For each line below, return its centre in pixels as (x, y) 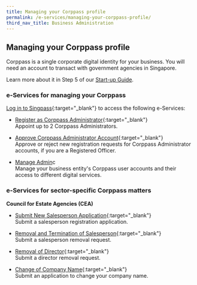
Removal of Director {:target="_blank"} (62, 251)
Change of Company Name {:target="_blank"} (71, 269)
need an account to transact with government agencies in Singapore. (91, 68)
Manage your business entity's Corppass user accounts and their (96, 169)
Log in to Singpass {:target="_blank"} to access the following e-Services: (96, 108)
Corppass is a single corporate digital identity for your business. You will (96, 62)
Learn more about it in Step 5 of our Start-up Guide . (70, 80)
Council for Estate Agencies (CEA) (50, 203)
